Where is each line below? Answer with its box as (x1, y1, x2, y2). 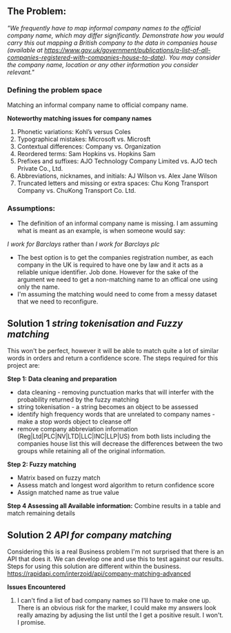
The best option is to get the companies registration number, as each (17, 254, 214, 262)
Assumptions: (7, 204, 56, 214)
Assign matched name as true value (17, 489, 119, 497)
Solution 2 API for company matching (7, 529, 172, 541)
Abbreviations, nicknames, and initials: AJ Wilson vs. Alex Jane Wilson (17, 172, 217, 180)
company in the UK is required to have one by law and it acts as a (17, 261, 203, 269)
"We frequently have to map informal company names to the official (7, 23, 201, 32)
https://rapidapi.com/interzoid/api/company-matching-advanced (7, 569, 191, 578)
